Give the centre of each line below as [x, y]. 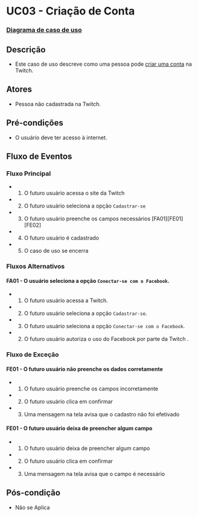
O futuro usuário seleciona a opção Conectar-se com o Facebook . [104, 326]
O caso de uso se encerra [56, 251]
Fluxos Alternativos [36, 267]
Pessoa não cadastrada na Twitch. [58, 104]
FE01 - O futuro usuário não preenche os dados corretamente [85, 369]
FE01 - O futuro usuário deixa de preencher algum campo [79, 428]
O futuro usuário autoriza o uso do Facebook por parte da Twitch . [106, 339]
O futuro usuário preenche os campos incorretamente [91, 389]
